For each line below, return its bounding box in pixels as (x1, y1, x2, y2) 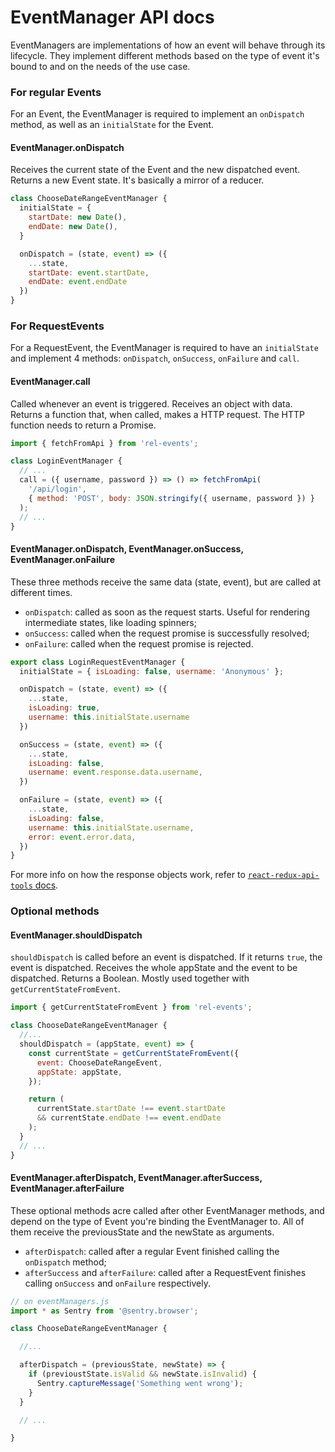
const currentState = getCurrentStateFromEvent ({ (28, 1048, 240, 1058)
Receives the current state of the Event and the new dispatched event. (10, 164, 301, 176)
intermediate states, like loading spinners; (24, 616, 197, 628)
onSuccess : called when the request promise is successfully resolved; (24, 627, 310, 639)
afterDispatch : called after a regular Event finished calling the (24, 1245, 280, 1257)
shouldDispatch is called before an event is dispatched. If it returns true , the (10, 951, 323, 963)
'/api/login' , (28, 484, 87, 495)
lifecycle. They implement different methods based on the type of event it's (10, 49, 320, 61)
